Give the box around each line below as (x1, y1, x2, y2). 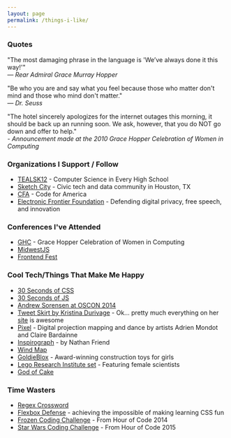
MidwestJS (17, 246, 50, 254)
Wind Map (17, 345, 47, 354)
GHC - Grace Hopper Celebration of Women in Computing (17, 238, 185, 246)
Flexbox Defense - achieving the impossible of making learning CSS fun (17, 408, 225, 416)
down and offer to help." (7, 127, 77, 135)
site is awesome (17, 315, 64, 324)
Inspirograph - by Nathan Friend (17, 338, 110, 346)
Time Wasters (7, 385, 56, 395)
